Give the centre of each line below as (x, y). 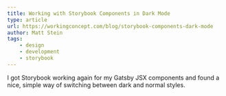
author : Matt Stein (35, 33)
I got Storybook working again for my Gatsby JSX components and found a (113, 77)
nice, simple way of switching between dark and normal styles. (96, 85)
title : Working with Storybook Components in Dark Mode (89, 13)
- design (32, 45)
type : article (27, 20)
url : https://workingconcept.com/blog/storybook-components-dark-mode (110, 26)
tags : (15, 39)
